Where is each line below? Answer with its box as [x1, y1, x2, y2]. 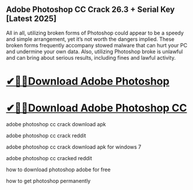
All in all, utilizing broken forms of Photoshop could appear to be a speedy [6, 29, 184, 36]
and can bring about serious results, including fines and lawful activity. [6, 54, 176, 61]
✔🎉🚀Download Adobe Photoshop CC [6, 102, 187, 115]
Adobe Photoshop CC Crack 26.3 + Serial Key [6, 5, 175, 15]
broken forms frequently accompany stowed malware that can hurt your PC [6, 42, 188, 49]
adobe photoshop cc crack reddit [6, 132, 86, 139]
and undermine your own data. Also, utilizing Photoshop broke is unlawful [6, 48, 183, 55]
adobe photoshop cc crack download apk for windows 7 [6, 143, 142, 150]
